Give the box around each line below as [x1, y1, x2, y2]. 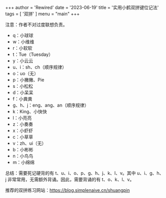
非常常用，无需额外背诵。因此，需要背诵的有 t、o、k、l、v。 [7, 177, 135, 182]
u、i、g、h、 [137, 170, 164, 176]
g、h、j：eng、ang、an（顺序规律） [12, 102, 89, 108]
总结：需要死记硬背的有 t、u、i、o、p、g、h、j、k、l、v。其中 [5, 170, 136, 176]
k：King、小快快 [12, 109, 47, 114]
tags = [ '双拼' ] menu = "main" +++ [5, 11, 80, 17]
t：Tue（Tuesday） [12, 51, 53, 57]
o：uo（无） [12, 71, 39, 76]
